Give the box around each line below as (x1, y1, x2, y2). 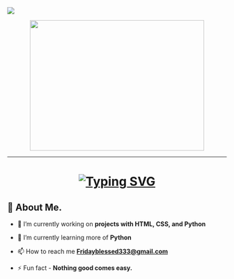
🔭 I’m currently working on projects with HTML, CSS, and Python (17, 220, 206, 228)
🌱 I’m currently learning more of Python (17, 233, 132, 241)
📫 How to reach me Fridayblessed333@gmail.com (17, 247, 169, 255)
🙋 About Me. (7, 201, 63, 213)
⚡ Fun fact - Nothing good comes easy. (17, 264, 132, 272)
